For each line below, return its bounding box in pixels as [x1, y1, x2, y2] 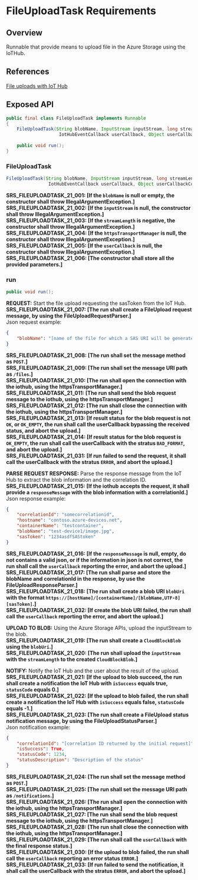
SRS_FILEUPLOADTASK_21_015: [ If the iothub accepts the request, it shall [6, 482, 190, 489]
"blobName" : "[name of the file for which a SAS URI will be [16, 335, 170, 341]
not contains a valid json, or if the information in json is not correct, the [6, 556, 183, 563]
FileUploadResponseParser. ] [6, 581, 78, 589]
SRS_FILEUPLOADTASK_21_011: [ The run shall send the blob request [6, 389, 176, 397]
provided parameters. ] [6, 261, 63, 268]
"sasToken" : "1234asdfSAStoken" [16, 534, 96, 540]
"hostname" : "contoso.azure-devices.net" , [16, 517, 123, 524]
